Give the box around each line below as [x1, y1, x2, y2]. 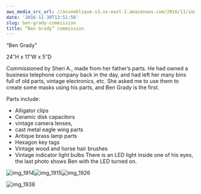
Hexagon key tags [14, 138, 60, 146]
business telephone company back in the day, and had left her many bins [6, 71, 187, 78]
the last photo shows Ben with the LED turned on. [14, 158, 138, 165]
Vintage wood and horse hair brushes [14, 145, 108, 152]
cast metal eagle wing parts [14, 126, 84, 133]
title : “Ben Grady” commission [6, 25, 84, 32]
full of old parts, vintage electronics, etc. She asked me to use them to [6, 78, 179, 85]
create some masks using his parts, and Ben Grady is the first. [6, 84, 160, 91]
